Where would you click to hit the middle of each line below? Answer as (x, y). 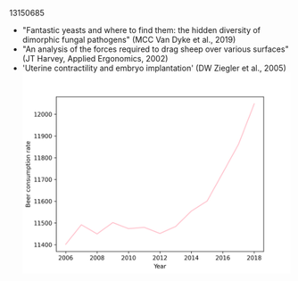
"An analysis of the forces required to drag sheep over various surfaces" (155, 49)
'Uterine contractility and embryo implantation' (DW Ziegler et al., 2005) (154, 68)
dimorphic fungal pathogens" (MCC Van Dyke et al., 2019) (129, 40)
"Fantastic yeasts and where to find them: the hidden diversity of (141, 30)
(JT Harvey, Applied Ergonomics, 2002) (95, 58)
